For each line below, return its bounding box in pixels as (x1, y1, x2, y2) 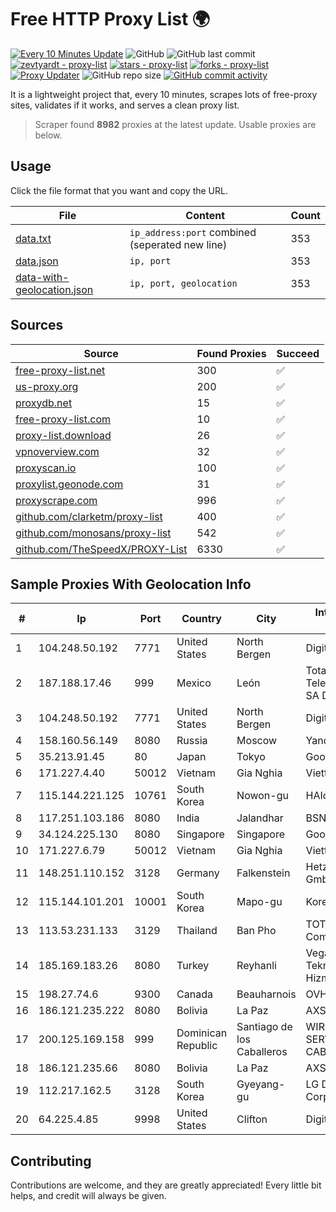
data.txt (15, 231, 52, 245)
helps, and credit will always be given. (10, 1190, 167, 1202)
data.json (15, 254, 59, 268)
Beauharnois (236, 987, 297, 1001)
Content (185, 208, 226, 222)
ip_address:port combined (129, 225, 257, 239)
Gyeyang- (236, 1077, 286, 1091)
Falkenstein (236, 866, 291, 880)
